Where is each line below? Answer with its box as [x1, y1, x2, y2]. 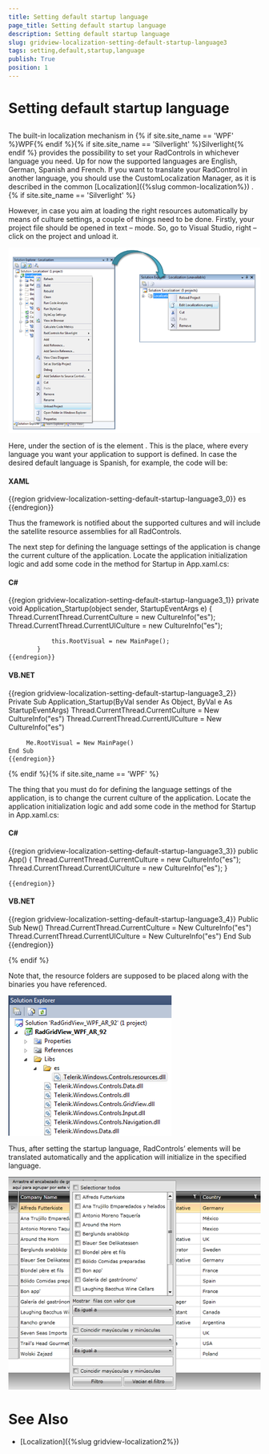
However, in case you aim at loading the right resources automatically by [8, 206, 248, 216]
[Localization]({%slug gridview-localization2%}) [19, 1436, 179, 1446]
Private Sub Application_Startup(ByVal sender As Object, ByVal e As [8, 697, 233, 706]
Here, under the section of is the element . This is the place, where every [8, 441, 249, 450]
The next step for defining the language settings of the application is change [8, 542, 261, 552]
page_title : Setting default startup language [8, 21, 167, 30]
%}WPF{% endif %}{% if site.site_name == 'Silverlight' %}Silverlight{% [8, 139, 244, 149]
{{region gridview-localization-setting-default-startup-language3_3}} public [8, 846, 259, 855]
